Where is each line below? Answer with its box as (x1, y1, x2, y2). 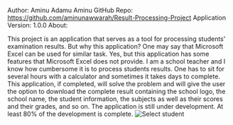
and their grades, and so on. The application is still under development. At (7, 102, 224, 110)
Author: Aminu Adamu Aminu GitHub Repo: (7, 6, 134, 14)
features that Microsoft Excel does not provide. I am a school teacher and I (7, 57, 226, 66)
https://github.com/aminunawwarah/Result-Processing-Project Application (7, 13, 227, 22)
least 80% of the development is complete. (7, 109, 134, 118)
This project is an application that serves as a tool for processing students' (7, 35, 226, 43)
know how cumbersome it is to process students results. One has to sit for (7, 65, 225, 73)
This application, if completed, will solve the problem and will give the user (7, 80, 226, 88)
